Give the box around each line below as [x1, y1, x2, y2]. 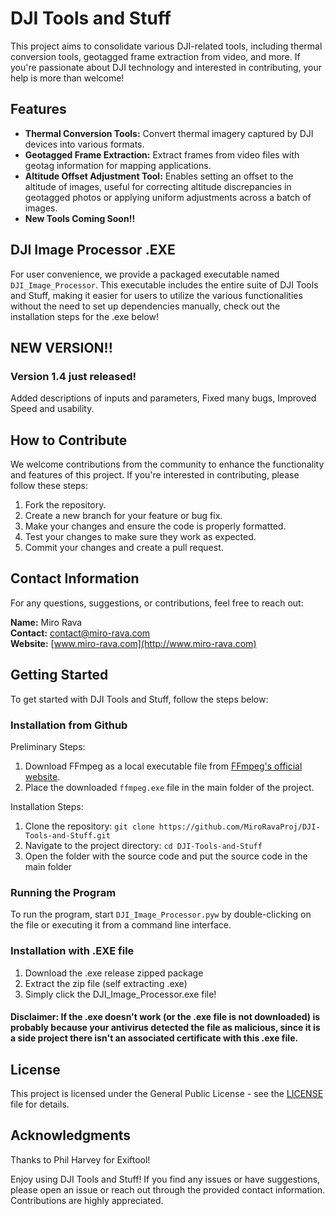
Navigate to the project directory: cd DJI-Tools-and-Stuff [24, 839, 263, 851]
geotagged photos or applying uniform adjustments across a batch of [24, 191, 312, 203]
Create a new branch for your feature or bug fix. [24, 510, 223, 522]
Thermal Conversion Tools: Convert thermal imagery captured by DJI [24, 127, 314, 139]
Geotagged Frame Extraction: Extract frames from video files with [24, 148, 300, 161]
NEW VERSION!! [10, 339, 113, 356]
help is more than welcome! [10, 72, 125, 84]
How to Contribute [10, 432, 128, 449]
